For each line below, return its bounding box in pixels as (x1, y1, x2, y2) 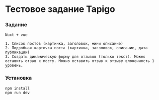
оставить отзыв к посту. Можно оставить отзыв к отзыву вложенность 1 (5, 59, 155, 64)
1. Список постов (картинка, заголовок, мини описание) (5, 41, 123, 46)
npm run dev (5, 90, 30, 95)
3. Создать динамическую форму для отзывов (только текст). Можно (5, 54, 146, 59)
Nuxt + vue (5, 32, 28, 38)
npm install (5, 86, 30, 91)
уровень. (5, 63, 23, 68)
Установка (5, 75, 32, 82)
